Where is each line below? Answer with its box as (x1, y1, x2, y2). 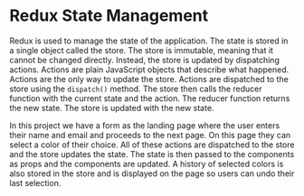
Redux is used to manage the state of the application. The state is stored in (9, 35, 289, 46)
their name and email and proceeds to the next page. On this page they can (9, 129, 291, 140)
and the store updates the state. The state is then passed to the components (9, 148, 295, 159)
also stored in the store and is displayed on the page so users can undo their (9, 168, 295, 179)
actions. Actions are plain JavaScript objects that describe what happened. (9, 64, 290, 75)
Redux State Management (9, 5, 209, 26)
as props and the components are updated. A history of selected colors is (9, 158, 284, 169)
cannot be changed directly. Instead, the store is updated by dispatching (9, 54, 280, 65)
